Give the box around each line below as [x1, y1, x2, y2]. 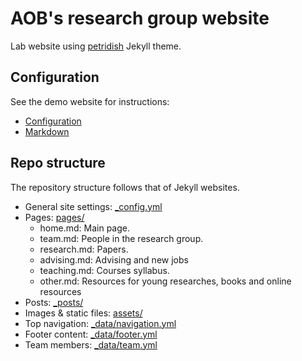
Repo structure [10, 155, 106, 172]
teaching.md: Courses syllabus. [39, 264, 170, 276]
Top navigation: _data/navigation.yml [24, 317, 177, 329]
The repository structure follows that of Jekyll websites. [10, 181, 240, 193]
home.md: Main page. [39, 222, 130, 234]
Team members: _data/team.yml [24, 338, 158, 351]
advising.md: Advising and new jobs [39, 253, 189, 266]
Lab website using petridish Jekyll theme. [10, 40, 182, 52]
